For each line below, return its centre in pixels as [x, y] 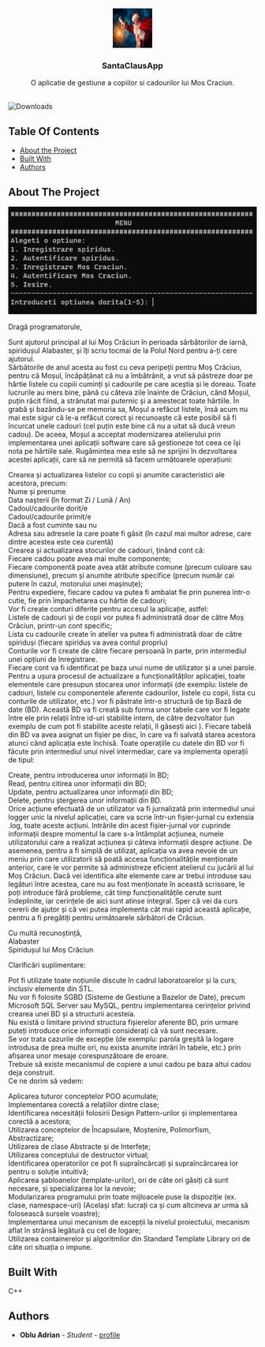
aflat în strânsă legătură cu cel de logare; [75, 1230]
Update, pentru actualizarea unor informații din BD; [91, 792]
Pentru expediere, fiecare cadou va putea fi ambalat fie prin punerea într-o [129, 593]
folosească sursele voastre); [54, 1214]
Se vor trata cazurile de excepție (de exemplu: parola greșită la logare [121, 1039]
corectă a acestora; [40, 1121]
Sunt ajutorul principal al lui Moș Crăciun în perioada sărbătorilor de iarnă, [128, 342]
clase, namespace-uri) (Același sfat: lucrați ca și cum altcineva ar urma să [128, 1205]
